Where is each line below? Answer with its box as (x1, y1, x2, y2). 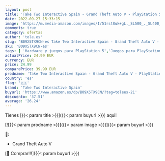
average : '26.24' (5, 99, 41, 104)
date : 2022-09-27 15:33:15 (5, 16, 60, 21)
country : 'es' (5, 76, 34, 81)
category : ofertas (5, 30, 43, 35)
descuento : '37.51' (5, 94, 45, 99)
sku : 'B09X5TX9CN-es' (5, 44, 50, 49)
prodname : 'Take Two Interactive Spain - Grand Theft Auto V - (5, 71, 137, 76)
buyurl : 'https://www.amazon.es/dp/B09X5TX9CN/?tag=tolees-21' (5, 90, 137, 95)
